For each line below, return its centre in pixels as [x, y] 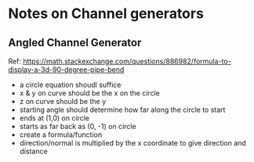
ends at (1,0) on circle [54, 118]
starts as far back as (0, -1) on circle [78, 126]
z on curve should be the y [63, 101]
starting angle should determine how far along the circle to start [122, 110]
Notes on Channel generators [106, 14]
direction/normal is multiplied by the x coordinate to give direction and [133, 143]
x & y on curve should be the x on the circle [90, 93]
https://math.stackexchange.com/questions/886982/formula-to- [127, 61]
